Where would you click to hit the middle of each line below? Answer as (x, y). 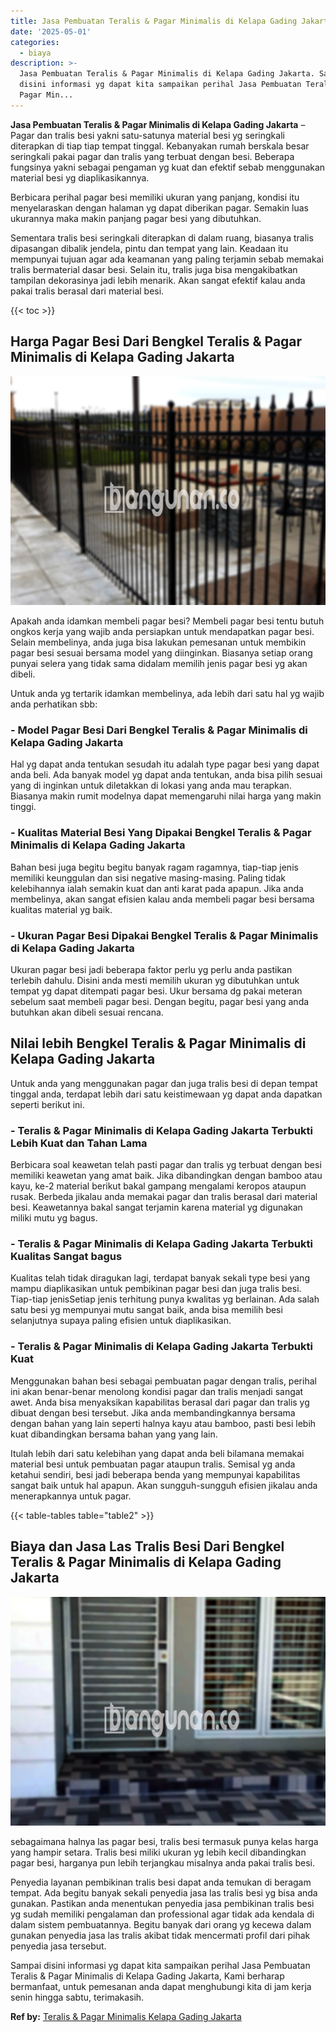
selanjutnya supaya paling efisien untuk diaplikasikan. (121, 1321)
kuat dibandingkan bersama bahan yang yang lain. (114, 1434)
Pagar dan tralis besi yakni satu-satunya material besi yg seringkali (147, 135)
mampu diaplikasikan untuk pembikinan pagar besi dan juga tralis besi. (156, 1289)
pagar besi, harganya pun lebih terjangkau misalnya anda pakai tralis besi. (163, 1863)
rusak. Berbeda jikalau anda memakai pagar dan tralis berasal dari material (164, 1197)
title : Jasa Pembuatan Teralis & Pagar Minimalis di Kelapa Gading (154, 21)
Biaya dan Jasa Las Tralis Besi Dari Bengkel (147, 1546)
